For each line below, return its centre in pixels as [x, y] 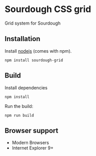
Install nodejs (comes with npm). [38, 51]
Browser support [31, 131]
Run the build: [19, 106]
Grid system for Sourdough [33, 23]
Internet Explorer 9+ [32, 148]
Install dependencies [26, 88]
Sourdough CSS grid [48, 9]
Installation [22, 39]
